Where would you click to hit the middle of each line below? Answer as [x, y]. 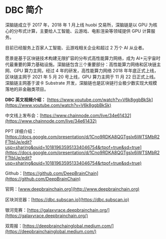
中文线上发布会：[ [23, 115]
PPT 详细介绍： [21, 131]
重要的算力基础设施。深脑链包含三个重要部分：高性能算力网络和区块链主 [87, 64]
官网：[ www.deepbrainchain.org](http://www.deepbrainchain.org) [72, 189]
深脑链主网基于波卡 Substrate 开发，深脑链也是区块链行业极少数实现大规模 [81, 83]
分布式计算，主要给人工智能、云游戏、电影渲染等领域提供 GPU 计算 [82, 31]
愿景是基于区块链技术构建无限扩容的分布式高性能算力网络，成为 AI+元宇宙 [81, 58]
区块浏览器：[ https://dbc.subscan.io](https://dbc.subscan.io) [67, 199]
